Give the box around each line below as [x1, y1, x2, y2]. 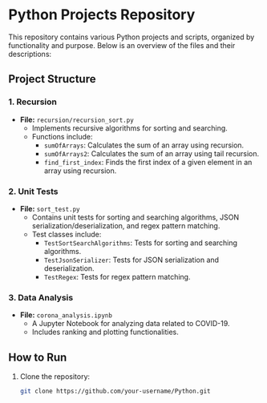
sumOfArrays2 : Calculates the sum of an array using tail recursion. [43, 148, 260, 158]
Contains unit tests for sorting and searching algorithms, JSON [31, 212, 240, 222]
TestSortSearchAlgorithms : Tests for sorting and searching [43, 238, 238, 248]
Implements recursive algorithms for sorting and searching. [31, 123, 229, 133]
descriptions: [8, 49, 52, 58]
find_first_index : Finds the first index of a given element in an [43, 157, 253, 167]
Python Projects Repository [8, 6, 196, 24]
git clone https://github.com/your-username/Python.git [19, 387, 211, 396]
